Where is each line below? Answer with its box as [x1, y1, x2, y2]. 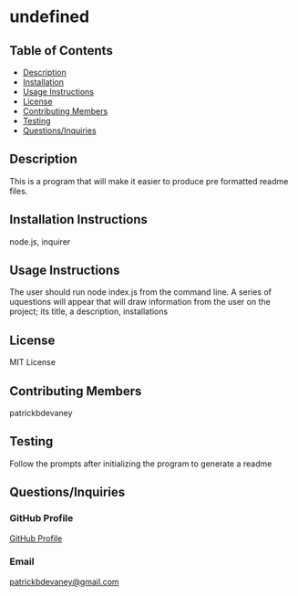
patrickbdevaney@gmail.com [9, 576, 120, 587]
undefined [9, 6, 89, 27]
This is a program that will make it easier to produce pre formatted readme [9, 175, 289, 186]
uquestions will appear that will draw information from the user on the [9, 297, 271, 308]
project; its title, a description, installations [9, 306, 169, 317]
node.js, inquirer [9, 235, 71, 247]
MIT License [9, 357, 57, 368]
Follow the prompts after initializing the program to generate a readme [9, 458, 272, 469]
